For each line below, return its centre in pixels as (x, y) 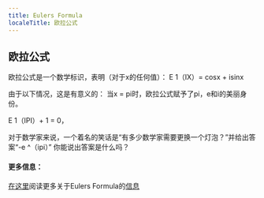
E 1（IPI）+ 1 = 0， (38, 121)
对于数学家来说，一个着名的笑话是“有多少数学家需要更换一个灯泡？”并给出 (129, 137)
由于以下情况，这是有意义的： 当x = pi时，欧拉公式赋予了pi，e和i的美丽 (124, 94)
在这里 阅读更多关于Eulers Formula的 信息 (74, 185)
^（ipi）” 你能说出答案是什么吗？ (78, 148)
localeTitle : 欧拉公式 (43, 23)
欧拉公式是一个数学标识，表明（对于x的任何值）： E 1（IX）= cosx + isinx (126, 77)
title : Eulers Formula (45, 15)
